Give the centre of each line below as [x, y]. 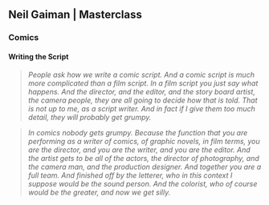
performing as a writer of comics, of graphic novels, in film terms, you [144, 141]
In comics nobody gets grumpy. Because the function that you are [138, 132]
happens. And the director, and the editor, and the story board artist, [141, 91]
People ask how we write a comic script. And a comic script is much [141, 74]
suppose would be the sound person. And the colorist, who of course [143, 183]
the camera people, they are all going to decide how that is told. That [143, 100]
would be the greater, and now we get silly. [99, 192]
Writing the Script [39, 56]
